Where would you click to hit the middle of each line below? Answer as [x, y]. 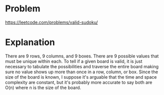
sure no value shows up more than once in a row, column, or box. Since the [82, 72]
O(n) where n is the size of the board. [43, 88]
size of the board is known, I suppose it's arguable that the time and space [81, 77]
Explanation [30, 42]
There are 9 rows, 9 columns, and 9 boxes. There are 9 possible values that [82, 56]
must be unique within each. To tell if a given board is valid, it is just [74, 61]
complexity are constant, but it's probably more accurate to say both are [79, 82]
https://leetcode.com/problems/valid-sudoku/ [51, 22]
